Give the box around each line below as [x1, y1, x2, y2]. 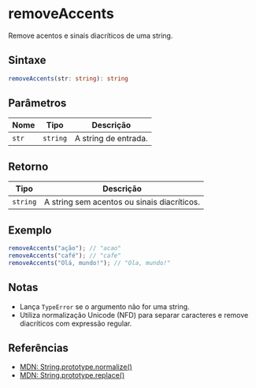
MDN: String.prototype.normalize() [19, 362, 132, 371]
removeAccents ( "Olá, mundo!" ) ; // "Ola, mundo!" [8, 259, 171, 267]
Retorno [8, 159, 49, 173]
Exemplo [8, 223, 52, 237]
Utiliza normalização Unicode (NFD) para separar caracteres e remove [19, 310, 249, 319]
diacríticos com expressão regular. [19, 319, 132, 328]
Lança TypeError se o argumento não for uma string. [19, 301, 191, 312]
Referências [8, 341, 69, 355]
